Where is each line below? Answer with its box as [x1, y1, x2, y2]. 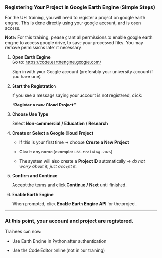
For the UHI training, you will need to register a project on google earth [5, 15, 146, 21]
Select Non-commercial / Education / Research [12, 121, 108, 127]
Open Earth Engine [12, 54, 51, 60]
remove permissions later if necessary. [5, 45, 82, 51]
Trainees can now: [5, 228, 42, 234]
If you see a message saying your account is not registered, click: [12, 92, 143, 98]
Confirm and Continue [12, 173, 58, 179]
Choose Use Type [12, 111, 49, 117]
